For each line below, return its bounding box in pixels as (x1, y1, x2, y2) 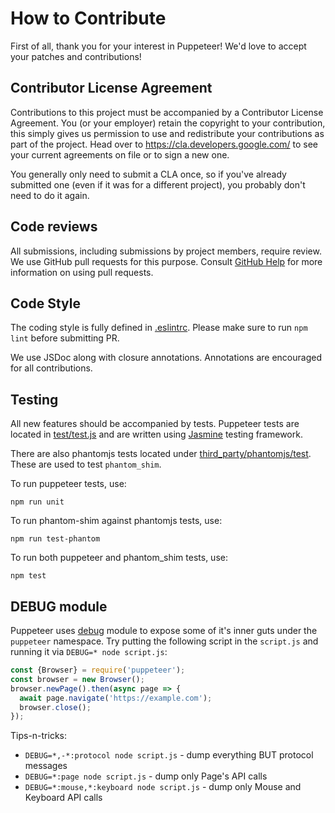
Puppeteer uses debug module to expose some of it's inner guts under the (10, 625, 318, 636)
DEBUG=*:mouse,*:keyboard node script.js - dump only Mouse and (24, 781, 302, 793)
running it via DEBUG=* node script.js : (10, 646, 168, 657)
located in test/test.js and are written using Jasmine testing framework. (10, 428, 303, 441)
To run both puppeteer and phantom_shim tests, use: (10, 552, 228, 564)
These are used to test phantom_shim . (10, 458, 162, 471)
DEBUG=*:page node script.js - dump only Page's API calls (24, 770, 268, 782)
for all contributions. (10, 362, 93, 374)
